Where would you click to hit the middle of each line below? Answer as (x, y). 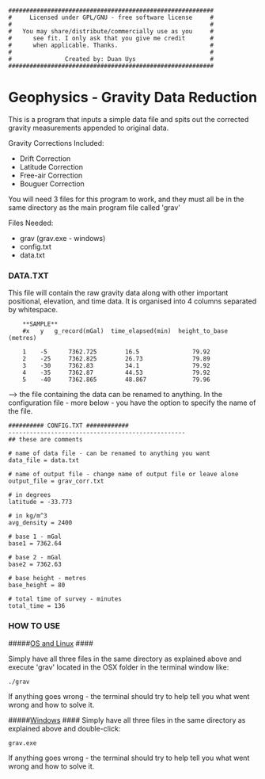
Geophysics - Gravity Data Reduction (133, 97)
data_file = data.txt (44, 460)
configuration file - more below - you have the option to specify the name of (132, 403)
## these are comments (45, 440)
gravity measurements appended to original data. (89, 128)
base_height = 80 (37, 586)
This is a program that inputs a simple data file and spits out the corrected (129, 119)
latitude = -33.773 (40, 502)
